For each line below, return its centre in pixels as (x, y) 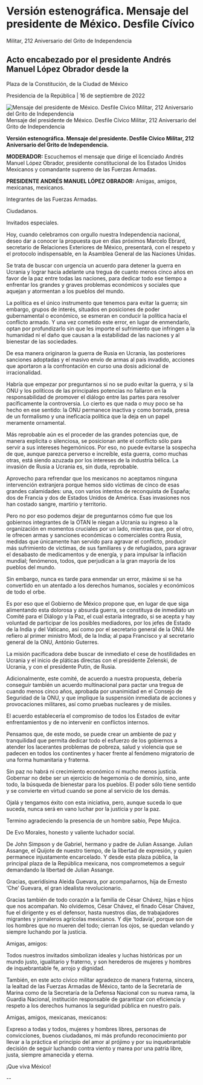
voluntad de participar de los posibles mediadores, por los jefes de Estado (99, 623)
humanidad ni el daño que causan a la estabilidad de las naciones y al (93, 335)
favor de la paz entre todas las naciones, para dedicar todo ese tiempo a (97, 278)
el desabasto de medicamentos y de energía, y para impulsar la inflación (97, 554)
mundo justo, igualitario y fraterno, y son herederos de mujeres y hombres (99, 962)
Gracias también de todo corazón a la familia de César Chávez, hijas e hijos (100, 899)
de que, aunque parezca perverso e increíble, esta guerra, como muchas (97, 454)
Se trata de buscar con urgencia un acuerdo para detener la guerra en (94, 265)
